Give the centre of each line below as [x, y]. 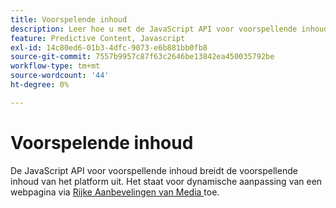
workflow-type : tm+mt [55, 66]
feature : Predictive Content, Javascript [98, 38]
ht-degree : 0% [40, 85]
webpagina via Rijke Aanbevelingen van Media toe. [115, 192]
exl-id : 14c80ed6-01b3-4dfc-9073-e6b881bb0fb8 [109, 47]
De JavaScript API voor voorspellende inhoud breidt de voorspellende [154, 170]
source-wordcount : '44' [60, 76]
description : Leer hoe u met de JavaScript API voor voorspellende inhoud [169, 29]
